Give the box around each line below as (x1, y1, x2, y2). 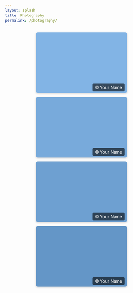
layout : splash (5, 8, 36, 13)
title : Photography (5, 13, 45, 18)
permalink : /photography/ (5, 18, 57, 23)
